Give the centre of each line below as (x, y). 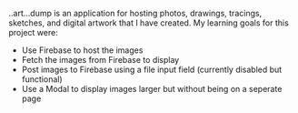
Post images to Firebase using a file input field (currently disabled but (152, 69)
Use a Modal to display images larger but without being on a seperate (152, 89)
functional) (42, 79)
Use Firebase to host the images (82, 50)
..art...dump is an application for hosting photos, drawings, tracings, (135, 13)
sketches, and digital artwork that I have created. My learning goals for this (149, 23)
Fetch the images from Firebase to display (100, 60)
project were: (33, 32)
